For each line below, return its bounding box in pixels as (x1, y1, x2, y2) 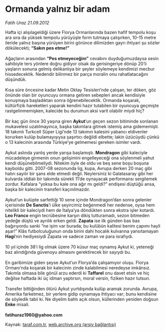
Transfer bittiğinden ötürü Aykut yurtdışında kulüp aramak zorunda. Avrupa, (5, 286, 158, 292)
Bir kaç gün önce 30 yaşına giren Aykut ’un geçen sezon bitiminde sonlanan (5, 118, 159, 124)
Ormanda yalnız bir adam (5, 3, 110, 15)
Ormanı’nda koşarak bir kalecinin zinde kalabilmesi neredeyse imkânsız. (5, 265, 151, 270)
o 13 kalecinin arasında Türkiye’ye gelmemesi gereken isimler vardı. (5, 139, 142, 145)
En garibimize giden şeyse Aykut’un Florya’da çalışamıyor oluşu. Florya (5, 260, 149, 266)
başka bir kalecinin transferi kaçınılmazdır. (5, 186, 91, 192)
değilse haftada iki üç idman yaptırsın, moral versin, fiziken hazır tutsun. (5, 275, 151, 281)
